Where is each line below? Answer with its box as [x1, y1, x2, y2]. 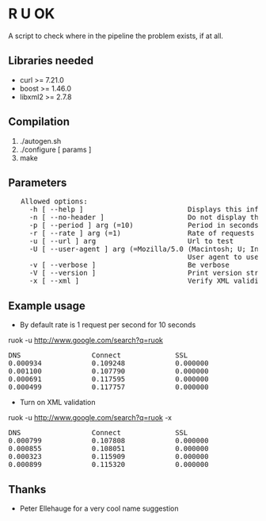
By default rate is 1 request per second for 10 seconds [19, 320, 196, 330]
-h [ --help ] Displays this [28, 205, 243, 214]
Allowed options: [21, 197, 89, 206]
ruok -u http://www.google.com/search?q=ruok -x [8, 413, 173, 423]
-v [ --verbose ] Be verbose [28, 260, 230, 270]
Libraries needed [8, 54, 93, 68]
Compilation [8, 115, 70, 129]
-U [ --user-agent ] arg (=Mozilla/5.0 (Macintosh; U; [28, 245, 247, 254]
